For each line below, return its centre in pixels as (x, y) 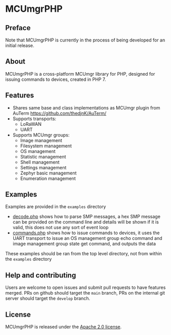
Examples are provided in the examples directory (56, 207)
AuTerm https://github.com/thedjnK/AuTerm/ (60, 113)
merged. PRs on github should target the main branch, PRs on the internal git (85, 293)
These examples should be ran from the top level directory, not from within (83, 254)
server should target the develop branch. (48, 298)
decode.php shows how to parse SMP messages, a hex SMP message (87, 217)
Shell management (40, 162)
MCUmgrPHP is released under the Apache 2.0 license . (64, 327)
